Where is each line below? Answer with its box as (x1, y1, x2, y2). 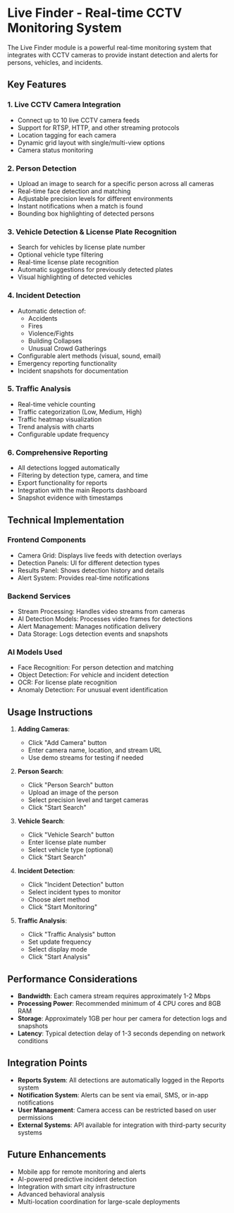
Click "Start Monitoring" (27, 903, 97, 911)
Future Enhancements (7, 1149, 107, 1161)
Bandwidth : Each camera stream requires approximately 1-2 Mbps (17, 992, 211, 1000)
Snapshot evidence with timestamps (17, 493, 123, 502)
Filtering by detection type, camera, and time (17, 471, 149, 480)
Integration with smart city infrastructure (17, 1182, 135, 1190)
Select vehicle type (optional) (27, 846, 114, 854)
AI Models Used (7, 647, 63, 657)
